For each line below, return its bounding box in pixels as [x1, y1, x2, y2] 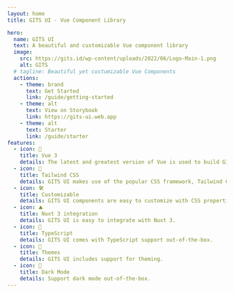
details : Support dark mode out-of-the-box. [19, 275, 151, 282]
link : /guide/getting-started [25, 94, 114, 101]
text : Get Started [25, 88, 79, 95]
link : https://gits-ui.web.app [25, 113, 117, 120]
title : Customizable [19, 191, 79, 198]
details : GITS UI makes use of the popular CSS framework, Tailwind [19, 178, 223, 185]
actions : [13, 74, 39, 81]
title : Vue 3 [19, 152, 58, 159]
